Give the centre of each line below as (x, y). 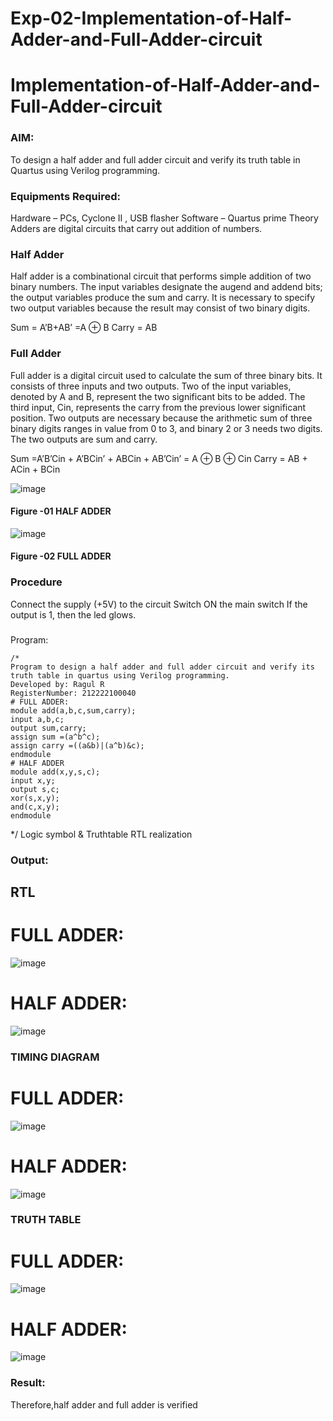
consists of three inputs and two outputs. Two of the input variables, (151, 386)
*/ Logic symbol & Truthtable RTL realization (101, 834)
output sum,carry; (48, 728)
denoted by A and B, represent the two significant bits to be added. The (158, 396)
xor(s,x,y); (35, 798)
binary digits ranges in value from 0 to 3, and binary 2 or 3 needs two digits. (166, 428)
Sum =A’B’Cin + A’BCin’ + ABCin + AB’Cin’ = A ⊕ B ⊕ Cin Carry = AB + (159, 458)
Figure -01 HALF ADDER (61, 511)
